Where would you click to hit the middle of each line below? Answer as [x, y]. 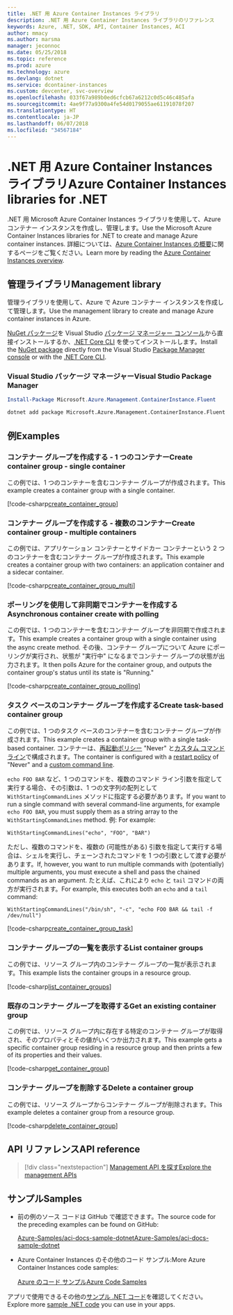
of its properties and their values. [55, 1055]
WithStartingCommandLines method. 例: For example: [82, 820]
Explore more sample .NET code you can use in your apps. [91, 1305]
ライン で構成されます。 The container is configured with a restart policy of [113, 757]
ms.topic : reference [37, 59]
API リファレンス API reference [74, 1149]
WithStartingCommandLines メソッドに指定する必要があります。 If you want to [116, 796]
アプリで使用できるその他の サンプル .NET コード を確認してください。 [107, 1297]
